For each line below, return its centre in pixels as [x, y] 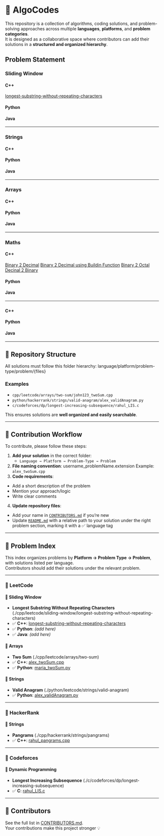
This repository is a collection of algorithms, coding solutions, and [71, 23]
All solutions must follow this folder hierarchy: [51, 366]
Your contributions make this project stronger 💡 [53, 828]
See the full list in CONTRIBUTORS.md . [44, 823]
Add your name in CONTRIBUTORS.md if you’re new [61, 515]
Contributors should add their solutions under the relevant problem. [73, 568]
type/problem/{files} [26, 372]
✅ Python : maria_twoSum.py [41, 667]
